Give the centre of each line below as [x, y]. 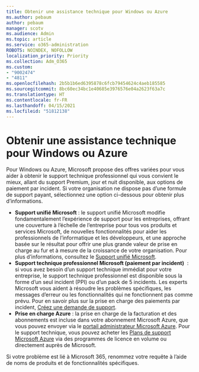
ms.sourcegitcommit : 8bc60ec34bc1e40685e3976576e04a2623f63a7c [86, 89]
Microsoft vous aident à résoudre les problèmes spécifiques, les [93, 288]
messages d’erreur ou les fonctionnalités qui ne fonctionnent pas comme [104, 295]
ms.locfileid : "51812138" [38, 111]
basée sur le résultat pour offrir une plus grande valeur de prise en [96, 244]
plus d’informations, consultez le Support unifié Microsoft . [86, 257]
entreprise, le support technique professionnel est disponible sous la [98, 276]
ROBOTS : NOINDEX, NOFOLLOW [39, 51]
